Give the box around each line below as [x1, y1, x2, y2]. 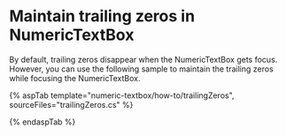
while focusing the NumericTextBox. [9, 72, 141, 83]
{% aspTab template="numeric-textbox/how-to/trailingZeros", [9, 90, 235, 101]
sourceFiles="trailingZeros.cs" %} [9, 99, 134, 110]
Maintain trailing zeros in [9, 6, 196, 26]
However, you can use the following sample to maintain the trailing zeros [9, 64, 274, 74]
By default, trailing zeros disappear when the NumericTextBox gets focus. [9, 54, 278, 64]
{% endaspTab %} [9, 117, 76, 127]
